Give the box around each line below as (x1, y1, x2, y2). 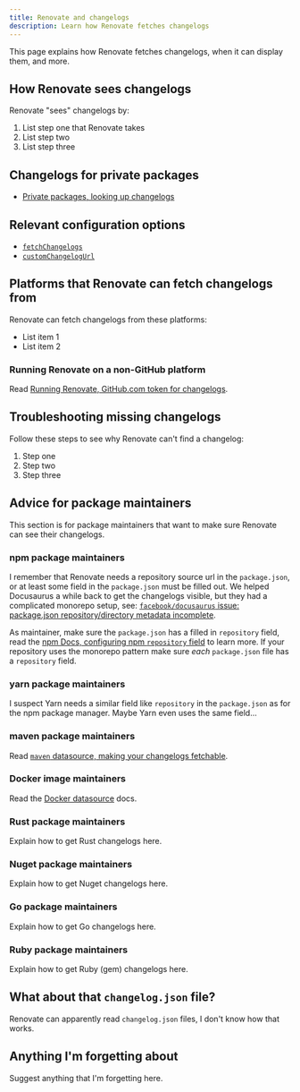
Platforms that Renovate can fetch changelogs (9, 277, 273, 292)
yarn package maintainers (9, 678, 126, 690)
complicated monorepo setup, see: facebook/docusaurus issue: (9, 600, 239, 610)
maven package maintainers (9, 730, 136, 743)
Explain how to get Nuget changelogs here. (9, 878, 168, 889)
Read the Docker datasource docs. (9, 793, 137, 804)
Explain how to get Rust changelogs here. (9, 836, 162, 847)
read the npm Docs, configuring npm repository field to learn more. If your (9, 636, 285, 647)
